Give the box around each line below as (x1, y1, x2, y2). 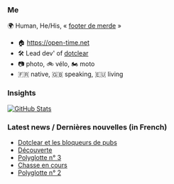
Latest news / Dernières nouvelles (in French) (7, 122, 168, 132)
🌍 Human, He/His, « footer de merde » (7, 21, 122, 30)
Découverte (17, 146, 53, 154)
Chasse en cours (17, 161, 67, 169)
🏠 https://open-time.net (17, 38, 90, 47)
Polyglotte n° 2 (17, 168, 62, 177)
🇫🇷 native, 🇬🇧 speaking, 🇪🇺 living (17, 70, 124, 79)
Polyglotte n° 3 (17, 153, 62, 161)
